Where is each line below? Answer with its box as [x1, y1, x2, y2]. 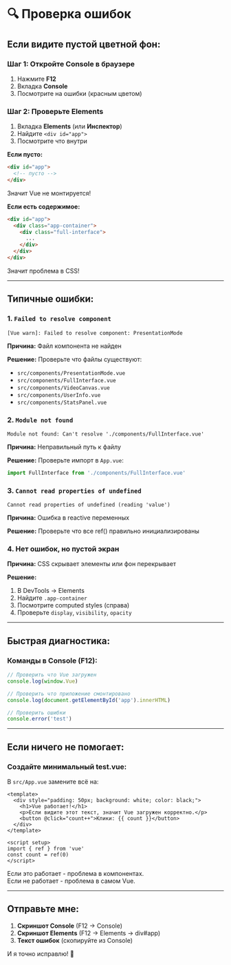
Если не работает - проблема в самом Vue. [7, 877, 135, 885]
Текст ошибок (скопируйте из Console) [16, 936, 133, 944]
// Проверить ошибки [7, 709, 67, 716]
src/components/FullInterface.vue [16, 377, 116, 384]
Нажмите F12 [16, 75, 56, 83]
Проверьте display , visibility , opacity [16, 609, 132, 617]
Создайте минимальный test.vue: [7, 761, 127, 771]
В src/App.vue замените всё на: [7, 778, 99, 786]
